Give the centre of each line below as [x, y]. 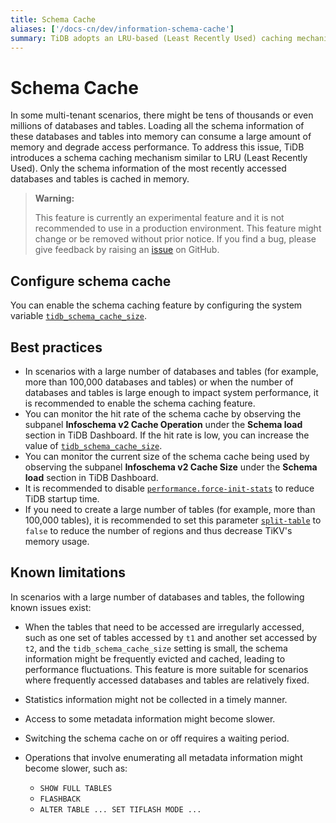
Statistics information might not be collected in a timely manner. [156, 699]
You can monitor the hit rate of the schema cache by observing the [163, 413]
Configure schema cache [91, 281]
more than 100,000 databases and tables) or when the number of [159, 382]
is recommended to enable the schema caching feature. [140, 403]
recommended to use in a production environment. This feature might [178, 228]
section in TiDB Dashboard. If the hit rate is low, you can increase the [167, 435]
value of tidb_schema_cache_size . [93, 445]
